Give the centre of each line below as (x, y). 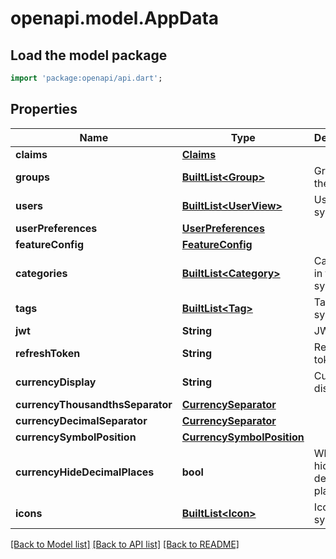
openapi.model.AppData (115, 18)
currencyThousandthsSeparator (94, 404)
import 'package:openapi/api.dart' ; (86, 78)
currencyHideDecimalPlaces (85, 472)
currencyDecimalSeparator (81, 420)
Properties (44, 109)
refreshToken (48, 353)
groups (33, 177)
